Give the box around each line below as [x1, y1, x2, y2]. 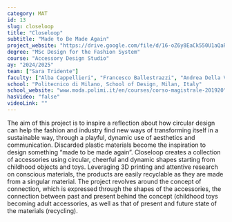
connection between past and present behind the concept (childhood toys [7, 192, 219, 200]
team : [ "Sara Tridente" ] [7, 68, 79, 74]
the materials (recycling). [7, 206, 78, 214]
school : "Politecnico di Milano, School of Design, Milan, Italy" [7, 81, 202, 88]
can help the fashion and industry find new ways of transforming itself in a [7, 125, 219, 134]
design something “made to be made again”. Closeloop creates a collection [7, 148, 221, 156]
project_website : [7, 42, 57, 49]
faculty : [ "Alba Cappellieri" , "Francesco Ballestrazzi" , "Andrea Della [7, 74, 221, 81]
